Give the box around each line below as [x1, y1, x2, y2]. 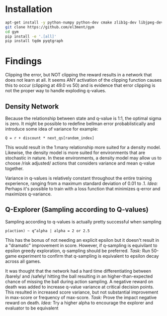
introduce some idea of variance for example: [5, 126, 98, 132]
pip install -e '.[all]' [5, 34, 57, 39]
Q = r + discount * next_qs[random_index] [5, 136, 94, 141]
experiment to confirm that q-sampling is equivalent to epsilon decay [17, 253, 159, 259]
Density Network [5, 102, 59, 111]
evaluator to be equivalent [5, 305, 59, 311]
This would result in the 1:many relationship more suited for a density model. [5, 145, 162, 151]
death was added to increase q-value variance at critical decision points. [5, 284, 154, 290]
